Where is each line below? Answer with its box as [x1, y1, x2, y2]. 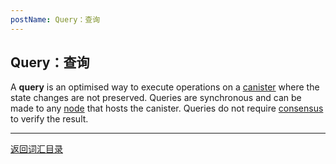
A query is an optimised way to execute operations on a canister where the [10, 81, 320, 93]
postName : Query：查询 [10, 14, 101, 25]
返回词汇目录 [10, 143, 63, 155]
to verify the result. [10, 113, 89, 125]
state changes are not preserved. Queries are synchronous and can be [10, 92, 302, 104]
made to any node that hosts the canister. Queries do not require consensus [10, 102, 324, 115]
